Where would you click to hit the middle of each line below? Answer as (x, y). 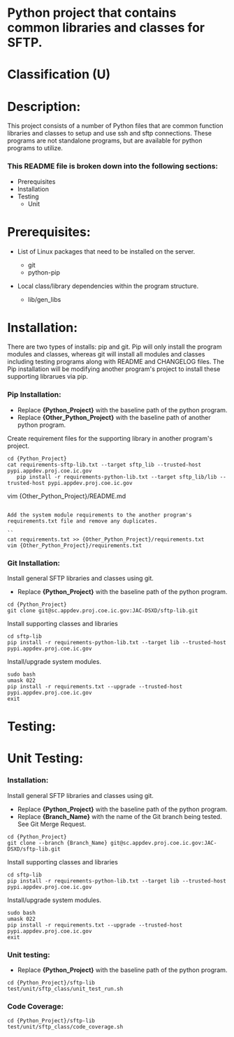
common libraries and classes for (106, 28)
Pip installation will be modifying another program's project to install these (114, 369)
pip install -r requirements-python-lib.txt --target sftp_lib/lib (117, 477)
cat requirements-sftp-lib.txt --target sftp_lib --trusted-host (104, 465)
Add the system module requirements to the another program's (100, 515)
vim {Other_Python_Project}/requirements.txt (74, 545)
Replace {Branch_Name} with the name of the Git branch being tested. (119, 816)
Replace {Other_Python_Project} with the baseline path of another (114, 417)
